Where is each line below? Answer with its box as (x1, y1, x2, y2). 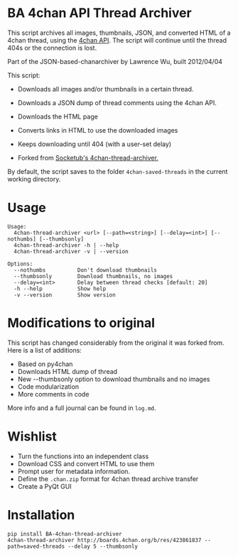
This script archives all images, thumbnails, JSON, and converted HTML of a (7, 28, 231, 37)
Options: (7, 260, 33, 268)
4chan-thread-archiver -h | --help (13, 241, 119, 249)
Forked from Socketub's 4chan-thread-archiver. (17, 153, 158, 162)
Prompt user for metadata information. (17, 467, 130, 475)
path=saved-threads (7, 543, 65, 550)
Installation (7, 507, 75, 523)
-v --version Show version (13, 291, 116, 299)
